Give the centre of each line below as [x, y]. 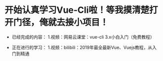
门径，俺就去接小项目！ [61, 22]
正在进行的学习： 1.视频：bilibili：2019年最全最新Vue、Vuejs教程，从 [82, 47]
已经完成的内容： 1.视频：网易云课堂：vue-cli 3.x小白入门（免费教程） [83, 37]
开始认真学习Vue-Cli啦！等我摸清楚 [77, 10]
